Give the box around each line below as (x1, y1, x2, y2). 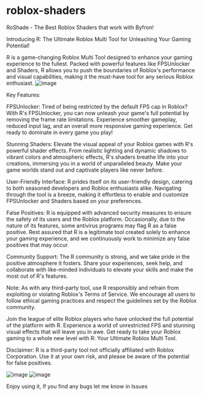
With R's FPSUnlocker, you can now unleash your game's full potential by (6, 109, 190, 116)
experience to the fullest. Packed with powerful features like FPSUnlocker (6, 60, 190, 67)
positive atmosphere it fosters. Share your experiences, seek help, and (6, 259, 183, 267)
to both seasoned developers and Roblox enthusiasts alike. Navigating (6, 184, 182, 192)
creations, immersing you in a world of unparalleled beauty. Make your (6, 159, 183, 167)
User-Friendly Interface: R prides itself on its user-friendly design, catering (6, 178, 193, 185)
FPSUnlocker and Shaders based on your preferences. (6, 197, 142, 204)
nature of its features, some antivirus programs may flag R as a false (6, 222, 177, 229)
